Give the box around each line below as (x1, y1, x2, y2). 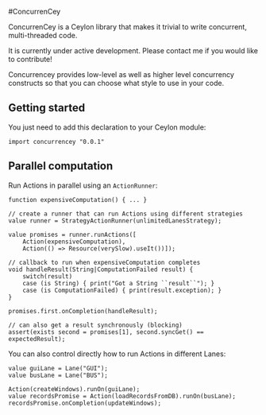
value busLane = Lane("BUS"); (8, 371, 109, 379)
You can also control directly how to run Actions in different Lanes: (8, 349, 226, 359)
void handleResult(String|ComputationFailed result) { (8, 266, 194, 273)
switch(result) (22, 272, 73, 281)
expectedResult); (8, 335, 66, 343)
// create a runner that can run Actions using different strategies (8, 210, 244, 218)
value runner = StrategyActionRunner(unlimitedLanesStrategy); (8, 216, 222, 225)
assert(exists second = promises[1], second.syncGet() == (8, 328, 204, 336)
